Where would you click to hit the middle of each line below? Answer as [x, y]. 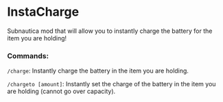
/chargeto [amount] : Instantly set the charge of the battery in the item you [111, 84]
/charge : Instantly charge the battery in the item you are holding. [98, 71]
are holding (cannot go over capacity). [61, 91]
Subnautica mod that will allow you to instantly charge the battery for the [110, 31]
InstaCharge [43, 12]
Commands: [28, 55]
